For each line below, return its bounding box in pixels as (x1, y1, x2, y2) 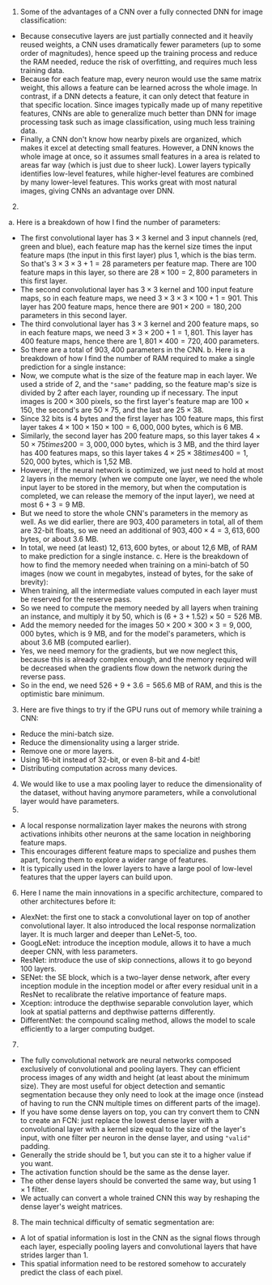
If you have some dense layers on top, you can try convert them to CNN (19, 1107, 261, 1117)
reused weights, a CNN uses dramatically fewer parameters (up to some (19, 40, 261, 49)
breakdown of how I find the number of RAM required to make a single (19, 354, 255, 363)
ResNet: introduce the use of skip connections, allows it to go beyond (19, 955, 253, 964)
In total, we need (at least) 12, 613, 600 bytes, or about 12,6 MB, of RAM (19, 543, 257, 552)
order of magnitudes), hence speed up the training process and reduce (19, 49, 257, 57)
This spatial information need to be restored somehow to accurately (19, 1259, 247, 1268)
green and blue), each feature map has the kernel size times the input (19, 242, 253, 251)
